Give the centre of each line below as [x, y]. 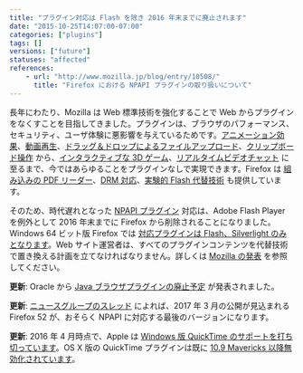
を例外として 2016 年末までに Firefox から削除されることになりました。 [142, 222]
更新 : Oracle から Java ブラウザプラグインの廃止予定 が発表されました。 [144, 286]
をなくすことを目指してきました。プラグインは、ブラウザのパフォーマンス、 [151, 123]
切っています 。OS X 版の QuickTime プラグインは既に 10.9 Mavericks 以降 [147, 347]
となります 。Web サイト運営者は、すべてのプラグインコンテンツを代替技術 [149, 244]
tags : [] [26, 43]
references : [32, 69]
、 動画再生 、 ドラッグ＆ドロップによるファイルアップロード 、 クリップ [148, 146]
